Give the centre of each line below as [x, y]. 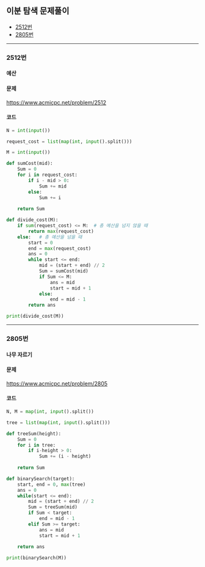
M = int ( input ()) [28, 152]
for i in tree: [37, 445]
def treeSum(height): [34, 433]
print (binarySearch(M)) [37, 558]
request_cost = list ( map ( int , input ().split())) [69, 141]
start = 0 [41, 243]
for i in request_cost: [48, 175]
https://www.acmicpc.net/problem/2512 [56, 102]
